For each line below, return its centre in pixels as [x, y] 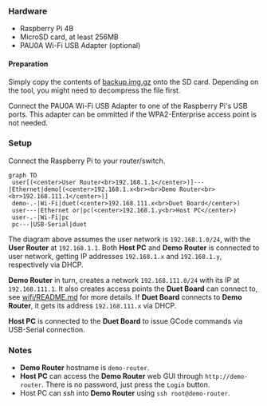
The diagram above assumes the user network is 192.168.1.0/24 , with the [130, 239]
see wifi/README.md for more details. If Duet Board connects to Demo [125, 297]
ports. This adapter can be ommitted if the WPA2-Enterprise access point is [132, 114]
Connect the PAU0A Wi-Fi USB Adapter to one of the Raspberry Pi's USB [128, 105]
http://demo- [226, 377]
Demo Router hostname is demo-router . [84, 368]
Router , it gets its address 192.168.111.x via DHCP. [92, 305]
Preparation [28, 64]
